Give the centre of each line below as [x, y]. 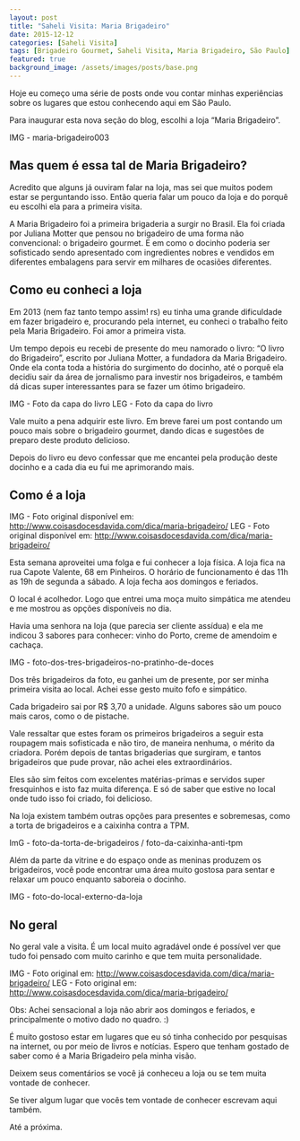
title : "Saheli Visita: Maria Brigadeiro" [90, 26]
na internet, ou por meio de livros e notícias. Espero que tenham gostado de [149, 1047]
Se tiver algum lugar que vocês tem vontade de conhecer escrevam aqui [143, 1101]
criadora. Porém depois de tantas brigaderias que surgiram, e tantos [135, 753]
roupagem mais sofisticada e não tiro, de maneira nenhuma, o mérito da [142, 743]
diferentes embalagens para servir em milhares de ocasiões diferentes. [141, 262]
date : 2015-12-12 [42, 34]
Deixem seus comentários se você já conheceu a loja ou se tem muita [138, 1074]
